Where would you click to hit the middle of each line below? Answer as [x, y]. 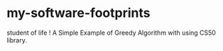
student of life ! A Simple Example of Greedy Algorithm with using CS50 [111, 33]
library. [17, 40]
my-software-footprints [78, 13]
